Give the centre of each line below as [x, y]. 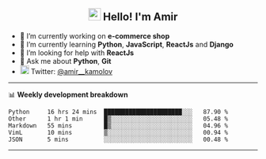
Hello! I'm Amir [140, 17]
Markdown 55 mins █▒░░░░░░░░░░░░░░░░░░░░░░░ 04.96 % [118, 126]
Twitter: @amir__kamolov [72, 71]
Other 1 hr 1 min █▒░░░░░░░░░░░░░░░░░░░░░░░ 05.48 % [118, 119]
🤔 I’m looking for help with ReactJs [77, 53]
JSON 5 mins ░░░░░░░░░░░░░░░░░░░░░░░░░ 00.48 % [118, 139]
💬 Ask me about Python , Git [65, 61]
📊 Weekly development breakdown [68, 94]
